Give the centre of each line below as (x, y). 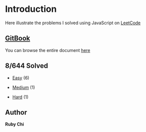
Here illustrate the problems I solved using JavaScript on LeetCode (73, 23)
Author (16, 112)
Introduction (31, 9)
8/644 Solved (27, 66)
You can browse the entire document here (48, 50)
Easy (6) (21, 78)
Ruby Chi (15, 124)
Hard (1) (20, 97)
